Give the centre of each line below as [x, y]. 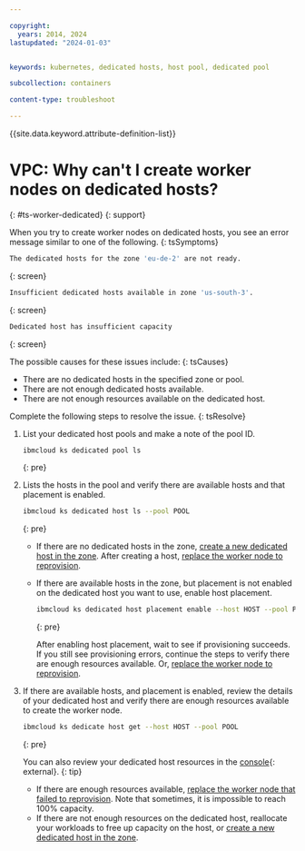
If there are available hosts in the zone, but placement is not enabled [164, 583]
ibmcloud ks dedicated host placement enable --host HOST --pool [162, 609]
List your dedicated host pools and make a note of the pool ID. [139, 433]
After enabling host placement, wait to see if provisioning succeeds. [163, 645]
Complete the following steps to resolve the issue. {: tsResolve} [128, 416]
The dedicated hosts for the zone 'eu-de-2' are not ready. [126, 258]
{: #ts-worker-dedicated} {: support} [78, 214]
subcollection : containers [60, 84]
